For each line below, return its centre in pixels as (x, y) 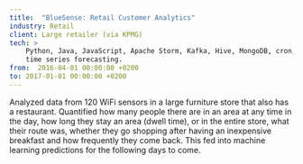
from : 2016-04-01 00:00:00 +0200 (74, 68)
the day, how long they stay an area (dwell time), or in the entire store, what (150, 121)
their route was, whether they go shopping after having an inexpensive (141, 131)
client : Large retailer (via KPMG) (76, 34)
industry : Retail (42, 26)
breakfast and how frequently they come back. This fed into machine (138, 140)
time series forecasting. (74, 59)
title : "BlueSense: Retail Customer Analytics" (102, 18)
